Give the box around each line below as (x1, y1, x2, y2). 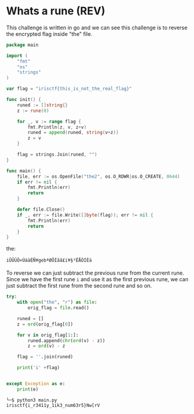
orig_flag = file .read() (27, 305, 90, 311)
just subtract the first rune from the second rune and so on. (6, 282, 152, 290)
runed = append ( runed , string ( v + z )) (27, 130, 119, 136)
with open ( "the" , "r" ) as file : (17, 299, 97, 306)
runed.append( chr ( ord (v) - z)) (27, 337, 106, 343)
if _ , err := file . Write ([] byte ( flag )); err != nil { (17, 212, 153, 218)
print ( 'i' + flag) (17, 365, 60, 371)
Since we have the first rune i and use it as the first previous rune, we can (6, 276, 189, 283)
